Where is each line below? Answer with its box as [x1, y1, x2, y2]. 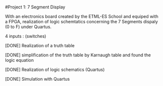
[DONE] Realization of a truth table [5, 43, 75, 48]
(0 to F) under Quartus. [5, 24, 52, 30]
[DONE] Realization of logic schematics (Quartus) [5, 67, 105, 72]
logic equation [5, 57, 34, 63]
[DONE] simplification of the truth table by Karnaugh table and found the [5, 52, 151, 58]
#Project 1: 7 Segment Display [5, 4, 66, 10]
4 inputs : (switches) [5, 34, 47, 39]
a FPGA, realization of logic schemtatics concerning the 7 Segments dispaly [5, 19, 158, 24]
